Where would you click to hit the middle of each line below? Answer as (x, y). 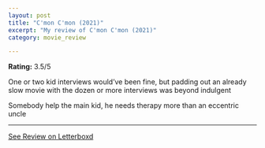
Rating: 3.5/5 (30, 67)
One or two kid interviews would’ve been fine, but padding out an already (127, 82)
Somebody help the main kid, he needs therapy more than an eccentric (123, 105)
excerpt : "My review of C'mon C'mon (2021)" (82, 30)
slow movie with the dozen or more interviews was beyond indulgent (119, 91)
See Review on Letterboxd (51, 137)
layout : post (30, 15)
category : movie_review (47, 37)
